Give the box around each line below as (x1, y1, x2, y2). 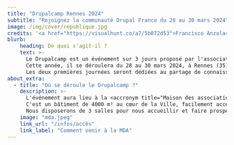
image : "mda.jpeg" (19, 114, 73, 121)
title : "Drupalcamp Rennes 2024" (7, 10, 104, 17)
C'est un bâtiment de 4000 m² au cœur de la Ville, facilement (25, 101, 214, 108)
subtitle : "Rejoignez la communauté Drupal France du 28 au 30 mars (7, 17, 210, 24)
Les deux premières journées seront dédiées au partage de (25, 68, 201, 75)
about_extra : (7, 75, 45, 82)
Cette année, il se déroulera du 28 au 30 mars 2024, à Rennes (25, 62, 214, 69)
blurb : (7, 36, 26, 43)
